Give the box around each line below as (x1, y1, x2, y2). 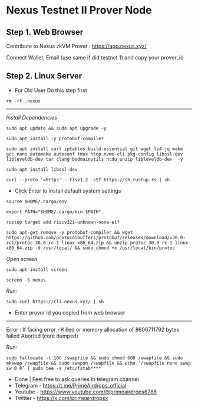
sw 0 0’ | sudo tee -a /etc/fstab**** (6, 365, 101, 371)
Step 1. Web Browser (6, 27, 84, 37)
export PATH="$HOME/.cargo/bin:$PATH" (6, 209, 101, 215)
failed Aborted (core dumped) (6, 332, 78, 339)
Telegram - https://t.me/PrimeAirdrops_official (14, 382, 127, 389)
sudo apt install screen (6, 266, 67, 273)
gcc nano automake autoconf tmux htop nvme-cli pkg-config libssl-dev (6, 151, 183, 157)
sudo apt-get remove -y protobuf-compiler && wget (6, 229, 133, 236)
